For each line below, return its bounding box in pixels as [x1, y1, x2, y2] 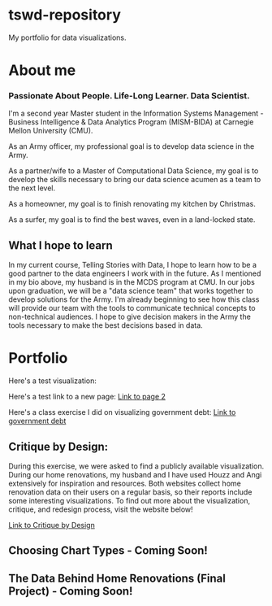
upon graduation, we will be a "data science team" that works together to [8, 286, 253, 296]
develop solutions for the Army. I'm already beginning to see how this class [8, 294, 260, 304]
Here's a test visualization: [8, 376, 97, 386]
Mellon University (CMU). [8, 126, 93, 136]
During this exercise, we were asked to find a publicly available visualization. [8, 461, 265, 471]
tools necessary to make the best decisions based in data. [8, 320, 203, 330]
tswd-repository [8, 6, 122, 24]
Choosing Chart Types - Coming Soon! [8, 543, 209, 558]
